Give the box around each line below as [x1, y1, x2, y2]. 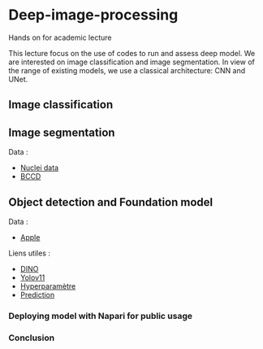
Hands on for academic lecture [8, 33, 112, 42]
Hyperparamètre [19, 281, 76, 290]
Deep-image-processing [8, 6, 179, 24]
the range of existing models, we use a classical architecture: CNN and [8, 65, 246, 75]
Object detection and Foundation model [8, 195, 213, 209]
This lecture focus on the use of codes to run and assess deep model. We [8, 48, 256, 58]
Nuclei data [19, 163, 59, 172]
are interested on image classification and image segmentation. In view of [8, 57, 256, 67]
